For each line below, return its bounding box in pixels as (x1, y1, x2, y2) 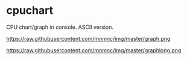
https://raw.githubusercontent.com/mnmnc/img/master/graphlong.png (6, 46, 182, 54)
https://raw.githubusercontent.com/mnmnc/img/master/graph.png (6, 35, 171, 42)
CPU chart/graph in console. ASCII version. (6, 23, 113, 31)
